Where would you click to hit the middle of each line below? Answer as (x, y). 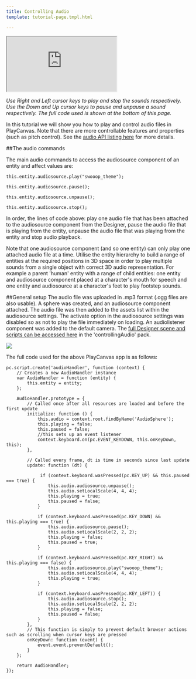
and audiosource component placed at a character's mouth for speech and (97, 279)
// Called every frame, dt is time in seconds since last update (109, 460)
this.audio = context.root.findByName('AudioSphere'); (106, 419)
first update (22, 408)
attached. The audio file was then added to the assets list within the (87, 309)
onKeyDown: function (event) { (65, 640)
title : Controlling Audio (37, 11)
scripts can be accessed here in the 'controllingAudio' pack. (78, 335)
